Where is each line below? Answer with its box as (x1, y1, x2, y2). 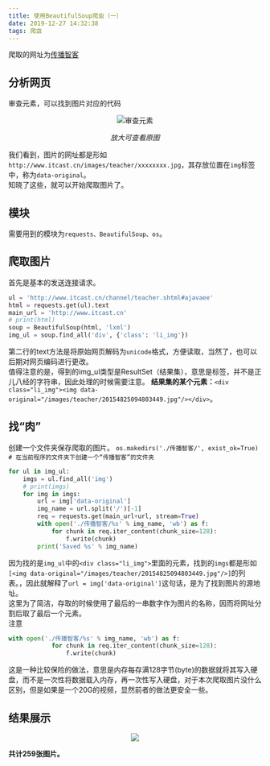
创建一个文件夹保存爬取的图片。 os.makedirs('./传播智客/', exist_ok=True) (8, 442, 259, 452)
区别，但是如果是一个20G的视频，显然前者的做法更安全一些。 (8, 685, 213, 695)
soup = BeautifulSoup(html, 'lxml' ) (8, 324, 131, 332)
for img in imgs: (22, 490, 81, 498)
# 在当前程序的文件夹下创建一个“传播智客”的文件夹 (8, 453, 155, 462)
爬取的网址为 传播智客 (8, 50, 79, 60)
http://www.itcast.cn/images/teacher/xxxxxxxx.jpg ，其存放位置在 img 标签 (8, 160, 256, 170)
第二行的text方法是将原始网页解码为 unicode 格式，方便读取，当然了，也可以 (8, 347, 257, 357)
